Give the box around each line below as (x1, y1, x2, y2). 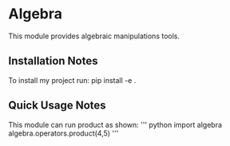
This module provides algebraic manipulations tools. (8, 31, 180, 41)
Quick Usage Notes (8, 99, 106, 112)
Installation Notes (8, 54, 98, 68)
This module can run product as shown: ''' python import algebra (8, 120, 222, 129)
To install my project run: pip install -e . (8, 75, 137, 85)
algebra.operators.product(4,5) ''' (8, 128, 119, 138)
